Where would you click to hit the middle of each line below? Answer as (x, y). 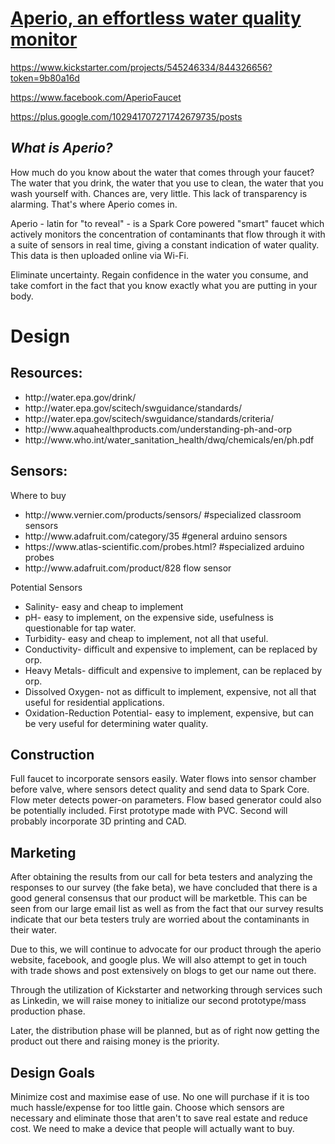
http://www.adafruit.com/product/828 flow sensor (128, 568)
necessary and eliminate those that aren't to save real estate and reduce (159, 1118)
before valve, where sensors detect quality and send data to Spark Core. (160, 789)
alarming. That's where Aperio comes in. (94, 204)
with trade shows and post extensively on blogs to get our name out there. (163, 971)
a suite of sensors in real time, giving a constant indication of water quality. (165, 244)
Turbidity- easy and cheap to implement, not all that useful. (146, 638)
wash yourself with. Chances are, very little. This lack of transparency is (159, 193)
